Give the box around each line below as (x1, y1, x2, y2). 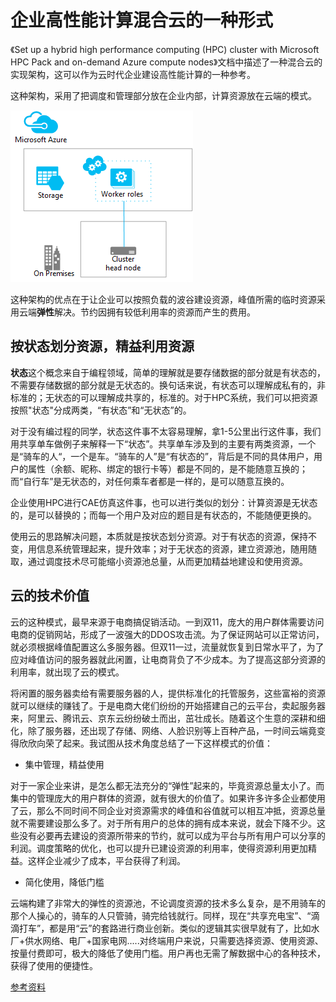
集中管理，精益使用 (24, 758, 105, 770)
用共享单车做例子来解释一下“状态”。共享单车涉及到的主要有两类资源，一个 (10, 437, 317, 450)
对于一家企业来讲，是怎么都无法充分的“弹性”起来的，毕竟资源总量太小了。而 (10, 779, 325, 791)
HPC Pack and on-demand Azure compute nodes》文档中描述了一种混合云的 (10, 56, 323, 68)
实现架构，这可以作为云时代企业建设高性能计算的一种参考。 (10, 68, 256, 80)
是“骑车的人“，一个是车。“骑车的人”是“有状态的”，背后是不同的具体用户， (10, 450, 314, 462)
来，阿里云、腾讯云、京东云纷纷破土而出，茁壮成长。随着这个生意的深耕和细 (10, 712, 326, 724)
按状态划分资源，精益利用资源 (10, 338, 195, 355)
